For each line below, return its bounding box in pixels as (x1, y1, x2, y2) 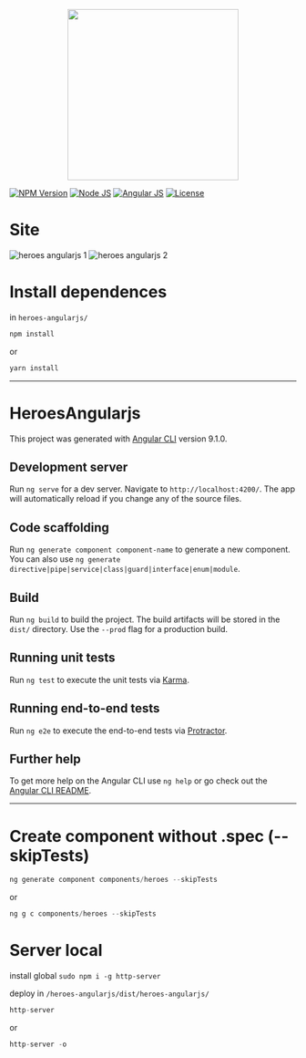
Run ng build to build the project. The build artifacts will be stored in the (9, 614, 280, 625)
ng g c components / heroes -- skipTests (9, 909, 157, 918)
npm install (9, 329, 55, 338)
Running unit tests (9, 650, 116, 666)
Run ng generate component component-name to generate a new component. (9, 544, 291, 555)
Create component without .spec (9, 825, 264, 846)
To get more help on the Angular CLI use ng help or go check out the (9, 775, 268, 786)
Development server (9, 459, 128, 474)
